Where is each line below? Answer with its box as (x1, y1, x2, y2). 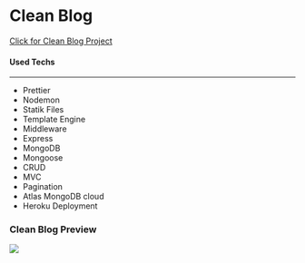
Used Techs (9, 56, 55, 67)
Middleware (22, 123, 67, 134)
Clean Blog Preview (9, 223, 97, 236)
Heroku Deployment (22, 200, 98, 211)
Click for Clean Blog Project (9, 35, 113, 46)
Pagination (22, 181, 64, 192)
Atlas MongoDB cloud (22, 191, 104, 202)
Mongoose (22, 152, 64, 163)
